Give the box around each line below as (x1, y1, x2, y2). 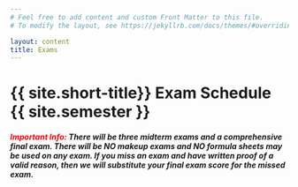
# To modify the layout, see (10, 21, 118, 30)
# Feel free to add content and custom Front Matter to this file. (10, 12, 264, 22)
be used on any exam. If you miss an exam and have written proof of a (10, 151, 274, 161)
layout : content (10, 37, 70, 46)
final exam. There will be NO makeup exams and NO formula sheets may (10, 141, 283, 152)
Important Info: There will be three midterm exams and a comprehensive (10, 131, 283, 142)
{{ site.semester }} (10, 102, 151, 122)
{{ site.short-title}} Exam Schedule (10, 83, 272, 103)
